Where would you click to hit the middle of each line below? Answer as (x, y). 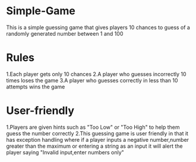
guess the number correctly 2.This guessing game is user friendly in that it (97, 133)
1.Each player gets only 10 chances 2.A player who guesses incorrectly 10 (96, 74)
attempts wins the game (36, 87)
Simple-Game (41, 11)
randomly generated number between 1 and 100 (65, 33)
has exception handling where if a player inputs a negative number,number (97, 139)
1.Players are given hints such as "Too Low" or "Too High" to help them (93, 127)
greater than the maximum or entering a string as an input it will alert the (94, 146)
